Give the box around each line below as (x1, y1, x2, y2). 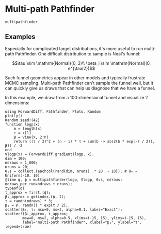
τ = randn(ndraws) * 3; (5, 198, 53, 203)
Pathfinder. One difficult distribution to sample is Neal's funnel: (15, 51, 141, 56)
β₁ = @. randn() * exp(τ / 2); (5, 203, 68, 208)
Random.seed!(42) (5, 118, 40, 123)
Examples (5, 33, 35, 41)
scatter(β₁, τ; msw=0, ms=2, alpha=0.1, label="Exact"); (5, 207, 123, 212)
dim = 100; (5, 156, 27, 161)
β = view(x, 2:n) (14, 135, 49, 140)
